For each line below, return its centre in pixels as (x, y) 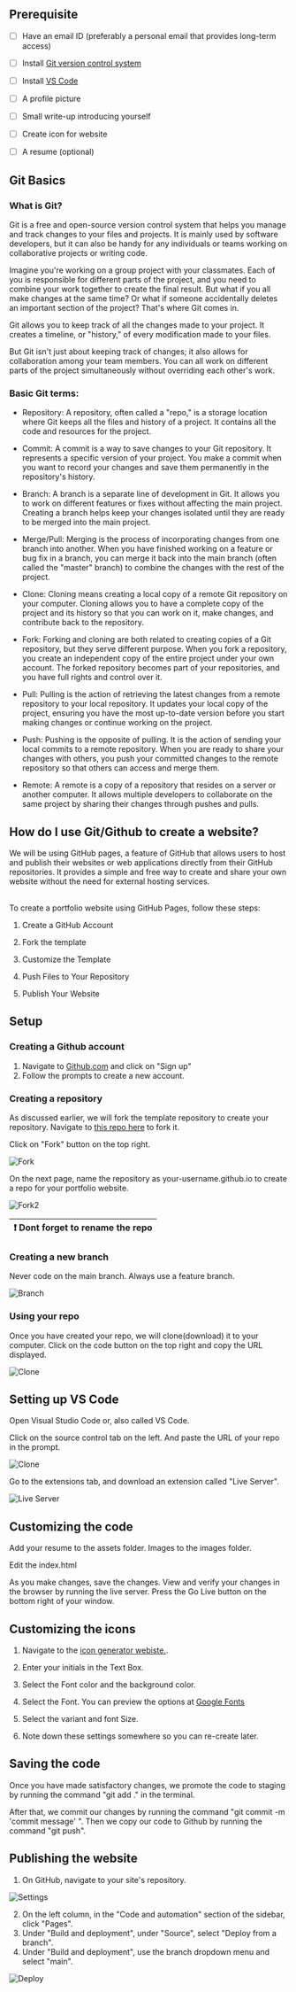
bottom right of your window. (62, 1601)
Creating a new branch (59, 1257)
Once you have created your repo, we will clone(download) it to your (134, 1336)
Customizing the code (71, 1527)
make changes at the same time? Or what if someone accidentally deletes (144, 298)
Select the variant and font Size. (80, 1719)
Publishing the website (74, 1859)
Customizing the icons (72, 1629)
